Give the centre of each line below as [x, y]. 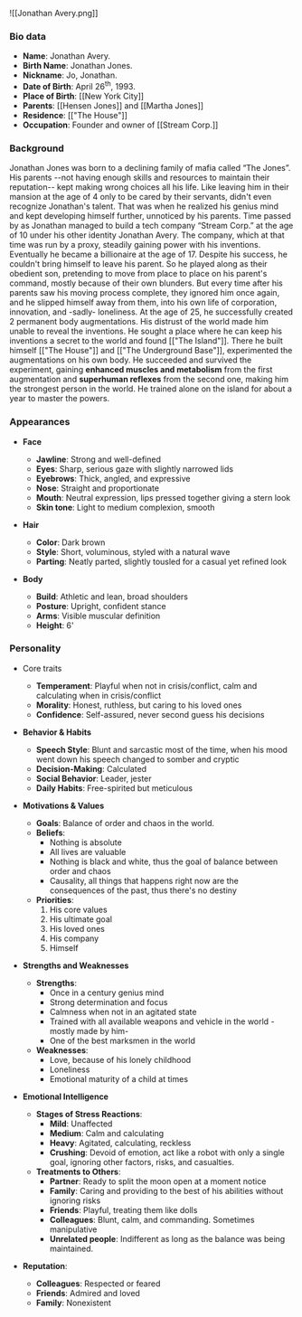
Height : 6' [55, 625]
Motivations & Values [63, 805]
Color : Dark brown [71, 542]
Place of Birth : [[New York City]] [83, 96]
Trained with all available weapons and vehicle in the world [159, 1021]
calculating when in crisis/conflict [99, 695]
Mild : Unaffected [81, 1124]
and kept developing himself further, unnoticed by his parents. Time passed [151, 216]
